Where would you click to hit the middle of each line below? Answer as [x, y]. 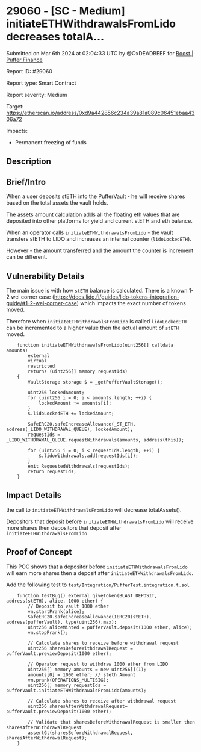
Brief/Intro [26, 182]
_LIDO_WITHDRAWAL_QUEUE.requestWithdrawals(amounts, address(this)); [95, 440]
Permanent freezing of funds [51, 142]
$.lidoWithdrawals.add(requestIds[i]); [88, 456]
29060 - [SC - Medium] [66, 11]
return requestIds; [52, 471]
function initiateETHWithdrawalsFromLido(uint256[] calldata [95, 345]
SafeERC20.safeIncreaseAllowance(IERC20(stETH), [90, 617]
